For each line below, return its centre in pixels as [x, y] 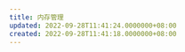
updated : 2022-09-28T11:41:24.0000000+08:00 [93, 26]
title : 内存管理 [36, 17]
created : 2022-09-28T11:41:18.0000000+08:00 [93, 33]
